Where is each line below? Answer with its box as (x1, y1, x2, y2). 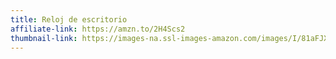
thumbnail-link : (10, 33, 78, 43)
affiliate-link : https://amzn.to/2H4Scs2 (10, 24, 186, 34)
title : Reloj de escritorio (10, 14, 128, 25)
